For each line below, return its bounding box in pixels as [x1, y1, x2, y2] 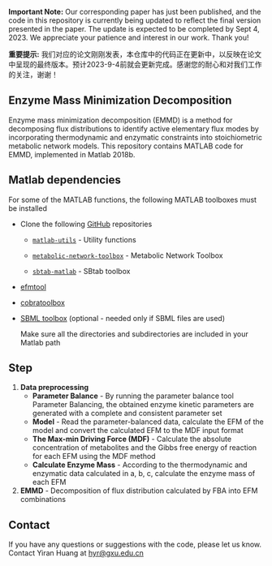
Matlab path [19, 337, 61, 347]
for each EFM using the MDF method [32, 452, 156, 461]
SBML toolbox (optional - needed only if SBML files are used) [19, 313, 226, 323]
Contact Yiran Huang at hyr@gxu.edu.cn [8, 548, 145, 558]
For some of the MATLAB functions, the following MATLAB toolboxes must [8, 195, 257, 204]
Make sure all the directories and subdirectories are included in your [19, 328, 249, 339]
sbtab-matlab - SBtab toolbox [32, 266, 131, 276]
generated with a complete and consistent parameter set [32, 409, 222, 418]
